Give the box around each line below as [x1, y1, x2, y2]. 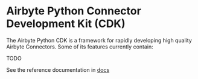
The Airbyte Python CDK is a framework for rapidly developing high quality [6, 37, 192, 44]
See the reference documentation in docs [6, 66, 110, 73]
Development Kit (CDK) [6, 17, 126, 31]
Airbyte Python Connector [6, 4, 142, 18]
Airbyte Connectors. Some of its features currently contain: [6, 43, 154, 50]
